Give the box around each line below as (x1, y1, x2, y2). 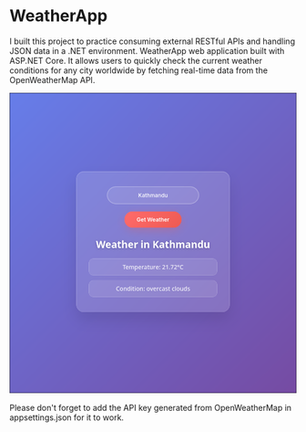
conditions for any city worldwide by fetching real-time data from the (9, 65, 269, 76)
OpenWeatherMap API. (9, 74, 96, 85)
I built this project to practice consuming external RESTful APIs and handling (9, 36, 296, 47)
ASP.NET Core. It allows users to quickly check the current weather (9, 55, 262, 66)
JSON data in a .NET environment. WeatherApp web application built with (9, 45, 285, 56)
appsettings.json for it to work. (9, 412, 125, 423)
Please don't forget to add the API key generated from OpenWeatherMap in (9, 403, 292, 414)
